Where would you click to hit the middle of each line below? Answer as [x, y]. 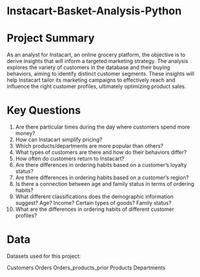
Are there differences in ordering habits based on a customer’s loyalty [101, 165]
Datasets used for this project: [44, 256]
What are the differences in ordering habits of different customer [95, 209]
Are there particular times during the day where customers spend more [103, 127]
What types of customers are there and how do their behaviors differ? [101, 152]
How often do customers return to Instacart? [70, 158]
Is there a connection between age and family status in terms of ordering [105, 184]
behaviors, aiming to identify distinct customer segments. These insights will [101, 74]
